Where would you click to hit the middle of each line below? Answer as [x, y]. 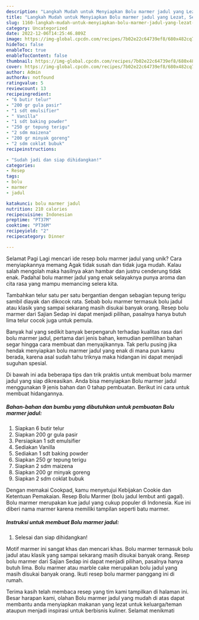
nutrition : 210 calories [37, 209]
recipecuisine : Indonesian [39, 214]
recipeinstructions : [32, 149]
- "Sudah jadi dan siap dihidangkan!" [54, 160]
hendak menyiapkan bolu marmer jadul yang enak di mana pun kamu [90, 350]
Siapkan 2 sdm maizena [44, 466]
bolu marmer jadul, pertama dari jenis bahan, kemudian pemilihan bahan [94, 338]
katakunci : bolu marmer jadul [44, 204]
